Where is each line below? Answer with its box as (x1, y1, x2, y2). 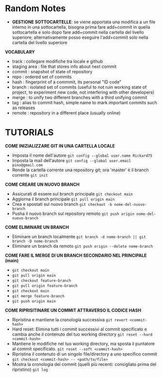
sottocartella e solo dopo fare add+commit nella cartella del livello (12, 29, 144, 35)
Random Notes (5, 3, 66, 14)
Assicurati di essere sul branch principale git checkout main (12, 191, 133, 197)
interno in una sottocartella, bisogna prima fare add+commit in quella (12, 24, 150, 30)
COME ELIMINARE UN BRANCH (5, 224, 69, 230)
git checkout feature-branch (12, 278, 71, 283)
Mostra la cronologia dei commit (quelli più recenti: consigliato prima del (12, 361, 157, 367)
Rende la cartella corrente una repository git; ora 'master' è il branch (12, 167, 149, 173)
